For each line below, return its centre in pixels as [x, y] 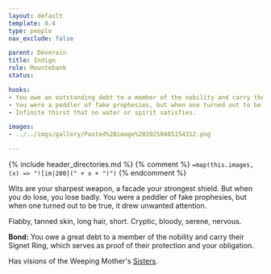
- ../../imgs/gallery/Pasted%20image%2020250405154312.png [110, 135]
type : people [30, 31]
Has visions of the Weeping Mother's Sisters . [83, 261]
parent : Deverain [38, 53]
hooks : [19, 89]
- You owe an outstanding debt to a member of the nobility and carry [129, 98]
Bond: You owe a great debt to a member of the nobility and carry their [126, 237]
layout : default [35, 16]
